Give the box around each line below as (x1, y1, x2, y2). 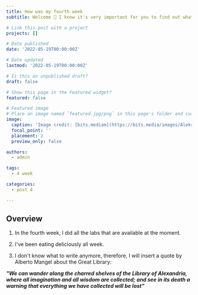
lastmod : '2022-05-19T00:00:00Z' (6, 63, 88, 68)
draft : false (6, 78, 38, 84)
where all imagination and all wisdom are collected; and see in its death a (6, 276, 190, 283)
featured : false (6, 95, 46, 101)
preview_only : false (11, 138, 62, 145)
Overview (6, 214, 43, 224)
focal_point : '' (11, 127, 51, 133)
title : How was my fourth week (6, 8, 83, 15)
